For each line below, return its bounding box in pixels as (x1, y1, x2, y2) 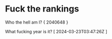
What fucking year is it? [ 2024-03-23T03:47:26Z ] (5, 28, 108, 34)
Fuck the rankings (5, 3, 79, 14)
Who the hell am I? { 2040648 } (5, 19, 68, 25)
